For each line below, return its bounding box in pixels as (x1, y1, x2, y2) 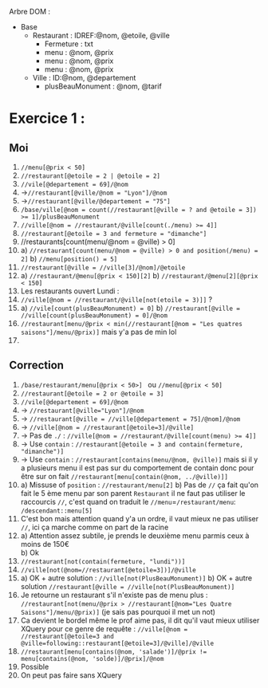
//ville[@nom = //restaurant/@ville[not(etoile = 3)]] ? (20, 295, 213, 304)
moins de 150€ (20, 539, 70, 548)
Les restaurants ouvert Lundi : (20, 286, 120, 296)
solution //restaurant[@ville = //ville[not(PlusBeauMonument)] (20, 581, 235, 591)
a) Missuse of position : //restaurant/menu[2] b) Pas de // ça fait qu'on (20, 480, 258, 489)
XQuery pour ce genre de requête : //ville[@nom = (20, 623, 188, 633)
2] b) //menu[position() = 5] (20, 254, 118, 263)
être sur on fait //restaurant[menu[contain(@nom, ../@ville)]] (20, 471, 228, 481)
